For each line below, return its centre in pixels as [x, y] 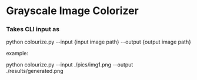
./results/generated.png [35, 71]
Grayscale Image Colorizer [73, 11]
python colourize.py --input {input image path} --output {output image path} [98, 42]
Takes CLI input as [33, 29]
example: [17, 54]
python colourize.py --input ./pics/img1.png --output [70, 65]
